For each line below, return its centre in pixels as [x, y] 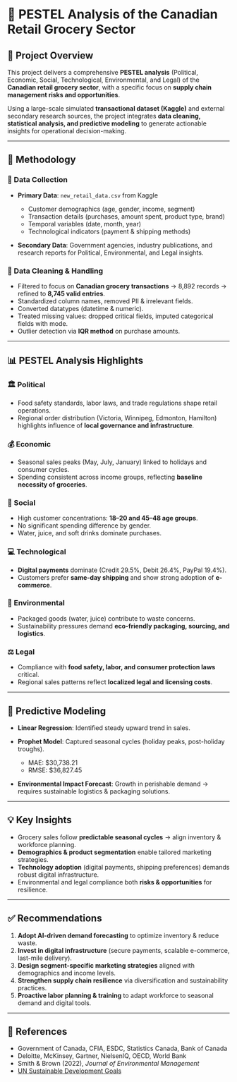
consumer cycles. [43, 469]
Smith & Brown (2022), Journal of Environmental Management [108, 1064]
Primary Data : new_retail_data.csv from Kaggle [88, 195]
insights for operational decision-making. [67, 131]
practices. [32, 987]
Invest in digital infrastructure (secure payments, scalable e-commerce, [123, 950]
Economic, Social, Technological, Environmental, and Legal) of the [103, 80]
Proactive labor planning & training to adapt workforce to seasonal [115, 995]
